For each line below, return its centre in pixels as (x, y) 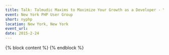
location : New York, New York (37, 24)
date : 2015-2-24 (22, 33)
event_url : (17, 29)
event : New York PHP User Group (39, 15)
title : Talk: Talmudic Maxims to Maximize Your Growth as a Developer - (83, 10)
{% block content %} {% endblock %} (45, 48)
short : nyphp (19, 19)
